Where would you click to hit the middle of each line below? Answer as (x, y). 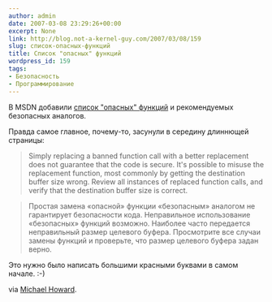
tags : (17, 69)
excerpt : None (32, 31)
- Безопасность (34, 76)
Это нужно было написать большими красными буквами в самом (123, 265)
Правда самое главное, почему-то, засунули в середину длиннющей (129, 132)
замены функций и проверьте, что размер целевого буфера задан (143, 240)
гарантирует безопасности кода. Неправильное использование (139, 214)
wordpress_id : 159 (39, 62)
